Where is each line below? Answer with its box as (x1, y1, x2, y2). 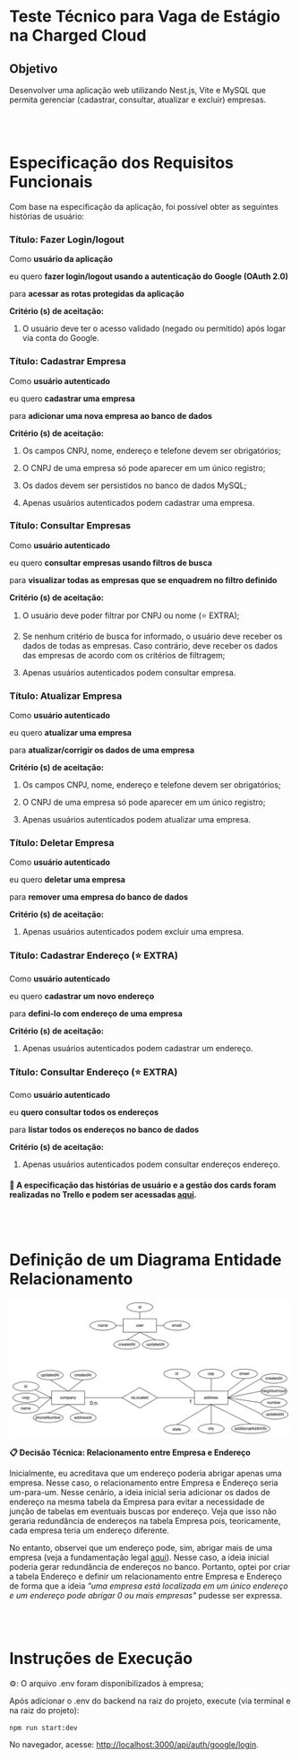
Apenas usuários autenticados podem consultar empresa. (21, 666, 236, 678)
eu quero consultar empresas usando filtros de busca (9, 557, 213, 568)
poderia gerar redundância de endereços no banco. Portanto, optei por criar (9, 1562, 291, 1572)
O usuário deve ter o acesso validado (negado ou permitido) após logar (21, 323, 287, 334)
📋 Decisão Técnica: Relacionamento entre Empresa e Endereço (9, 1447, 251, 1459)
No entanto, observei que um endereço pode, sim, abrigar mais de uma (9, 1543, 273, 1554)
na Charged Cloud (9, 25, 147, 46)
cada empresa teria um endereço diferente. (9, 1525, 170, 1536)
